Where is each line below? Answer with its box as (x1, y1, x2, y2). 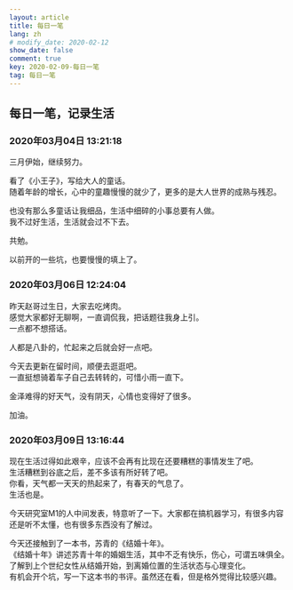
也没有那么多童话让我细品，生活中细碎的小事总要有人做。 (9, 205, 219, 216)
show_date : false (9, 46, 74, 55)
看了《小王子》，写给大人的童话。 (9, 175, 131, 187)
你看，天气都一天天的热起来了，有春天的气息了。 (9, 478, 188, 489)
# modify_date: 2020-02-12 (9, 37, 109, 47)
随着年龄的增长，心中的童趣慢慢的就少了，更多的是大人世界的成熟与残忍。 (9, 187, 281, 197)
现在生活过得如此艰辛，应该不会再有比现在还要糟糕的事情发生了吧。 (9, 456, 258, 466)
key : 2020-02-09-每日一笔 (9, 63, 100, 72)
